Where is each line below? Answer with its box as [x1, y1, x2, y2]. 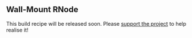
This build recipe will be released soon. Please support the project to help [6, 20, 187, 27]
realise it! [6, 26, 29, 33]
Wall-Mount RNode [6, 5, 78, 15]
